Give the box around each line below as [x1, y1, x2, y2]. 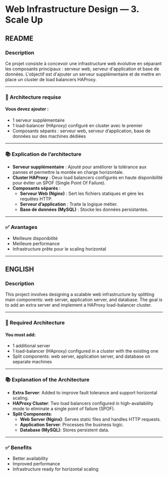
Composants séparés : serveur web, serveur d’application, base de [12, 128, 151, 134]
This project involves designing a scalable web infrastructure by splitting [5, 292, 154, 298]
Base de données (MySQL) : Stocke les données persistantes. [19, 206, 149, 212]
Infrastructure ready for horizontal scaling [12, 466, 99, 472]
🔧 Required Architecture [5, 319, 65, 326]
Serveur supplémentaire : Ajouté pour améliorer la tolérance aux [12, 164, 146, 170]
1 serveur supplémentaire [12, 117, 65, 123]
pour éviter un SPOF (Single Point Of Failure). [12, 180, 106, 186]
